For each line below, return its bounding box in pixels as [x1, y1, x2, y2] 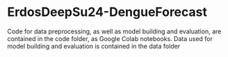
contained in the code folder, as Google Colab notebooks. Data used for [7, 34, 213, 42]
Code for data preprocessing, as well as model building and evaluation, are [7, 27, 222, 35]
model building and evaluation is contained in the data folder [7, 42, 181, 50]
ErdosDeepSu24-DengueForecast [7, 4, 207, 20]
